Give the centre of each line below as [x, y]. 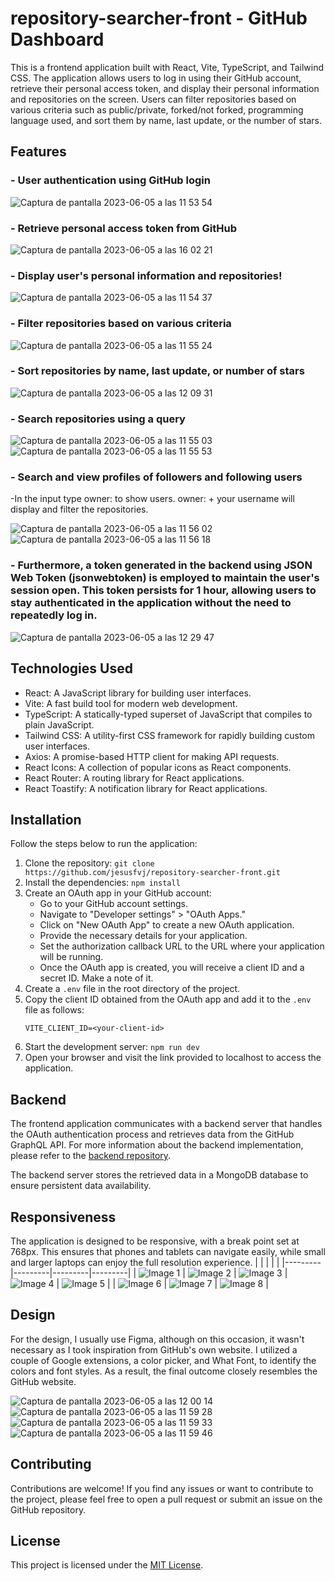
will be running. [71, 957]
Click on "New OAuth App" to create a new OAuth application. [167, 925]
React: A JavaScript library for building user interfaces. [138, 693]
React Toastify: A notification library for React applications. [146, 788]
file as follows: [54, 1010]
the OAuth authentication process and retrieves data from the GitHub [152, 1134]
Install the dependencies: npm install [102, 883]
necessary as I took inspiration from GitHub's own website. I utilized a [154, 1349]
